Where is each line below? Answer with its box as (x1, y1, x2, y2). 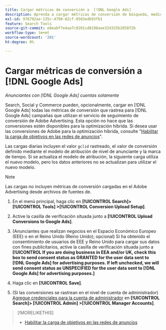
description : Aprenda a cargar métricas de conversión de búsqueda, (5, 12, 149, 17)
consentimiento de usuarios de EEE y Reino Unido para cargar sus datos (12, 239, 160, 245)
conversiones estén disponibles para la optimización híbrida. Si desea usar (5, 123, 158, 129)
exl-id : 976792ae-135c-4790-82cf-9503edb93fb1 (5, 16, 103, 21)
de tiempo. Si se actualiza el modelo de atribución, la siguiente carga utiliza (5, 153, 159, 159)
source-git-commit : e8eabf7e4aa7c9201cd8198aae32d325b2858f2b (5, 26, 136, 31)
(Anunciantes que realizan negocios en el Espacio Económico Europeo (12, 228, 157, 234)
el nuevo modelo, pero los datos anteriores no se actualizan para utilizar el (5, 159, 157, 165)
